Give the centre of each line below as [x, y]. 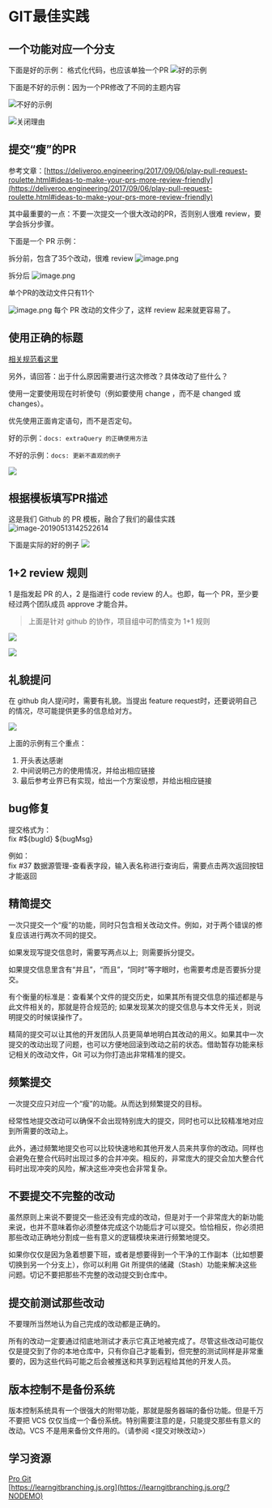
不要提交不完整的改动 [62, 1196]
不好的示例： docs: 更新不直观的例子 [65, 455]
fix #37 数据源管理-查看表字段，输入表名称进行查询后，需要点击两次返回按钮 [136, 865]
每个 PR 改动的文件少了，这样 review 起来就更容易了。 [144, 309]
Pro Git [20, 1478]
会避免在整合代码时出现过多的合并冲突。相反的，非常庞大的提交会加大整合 [132, 1158]
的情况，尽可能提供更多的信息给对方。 [72, 711]
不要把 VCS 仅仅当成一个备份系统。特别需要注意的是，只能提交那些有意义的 [135, 1420]
